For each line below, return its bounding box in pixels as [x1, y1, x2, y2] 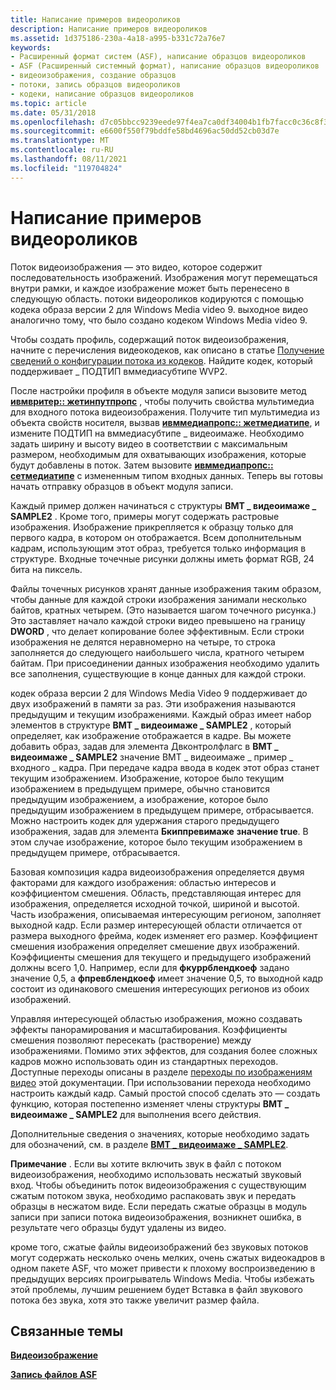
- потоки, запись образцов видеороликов [10, 80, 182, 90]
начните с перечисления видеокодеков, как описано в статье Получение [10, 344, 325, 356]
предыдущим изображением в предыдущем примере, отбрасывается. [10, 804, 314, 816]
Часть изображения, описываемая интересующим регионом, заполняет [10, 908, 322, 920]
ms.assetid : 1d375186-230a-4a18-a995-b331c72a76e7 [10, 33, 226, 43]
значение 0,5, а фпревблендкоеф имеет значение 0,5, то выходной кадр [10, 972, 324, 984]
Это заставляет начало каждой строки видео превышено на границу [10, 614, 306, 626]
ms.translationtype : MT [10, 136, 110, 146]
